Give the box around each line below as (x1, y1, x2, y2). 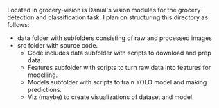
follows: (7, 21, 30, 28)
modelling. (27, 71, 58, 79)
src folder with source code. (17, 42, 98, 49)
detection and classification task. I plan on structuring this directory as (7, 13, 209, 21)
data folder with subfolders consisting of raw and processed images (17, 34, 213, 42)
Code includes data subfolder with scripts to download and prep (27, 48, 211, 57)
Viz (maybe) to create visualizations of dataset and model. (27, 93, 194, 101)
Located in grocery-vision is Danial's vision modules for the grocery (7, 6, 201, 14)
